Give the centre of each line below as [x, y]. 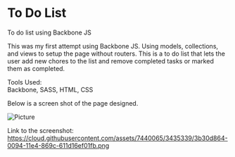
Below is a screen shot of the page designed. [73, 103]
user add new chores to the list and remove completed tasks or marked [111, 61]
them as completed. [36, 68]
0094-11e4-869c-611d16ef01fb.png [58, 145]
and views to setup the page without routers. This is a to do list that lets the [116, 54]
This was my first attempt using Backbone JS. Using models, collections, [113, 46]
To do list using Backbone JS [49, 32]
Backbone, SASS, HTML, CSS [50, 89]
